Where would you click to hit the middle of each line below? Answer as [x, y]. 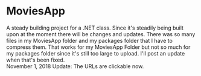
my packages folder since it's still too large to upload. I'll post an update [96, 53]
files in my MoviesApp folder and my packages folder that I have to [90, 40]
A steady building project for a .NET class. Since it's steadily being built [95, 28]
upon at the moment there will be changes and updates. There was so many [101, 34]
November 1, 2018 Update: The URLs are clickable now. [75, 66]
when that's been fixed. [36, 60]
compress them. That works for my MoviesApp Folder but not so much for [98, 47]
